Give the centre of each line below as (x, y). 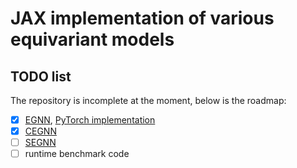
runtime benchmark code (77, 154)
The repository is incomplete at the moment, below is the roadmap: (148, 100)
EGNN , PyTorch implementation (90, 120)
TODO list (41, 76)
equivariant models (92, 39)
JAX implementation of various (142, 18)
